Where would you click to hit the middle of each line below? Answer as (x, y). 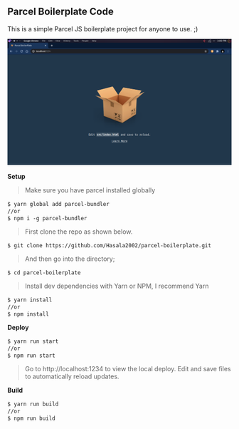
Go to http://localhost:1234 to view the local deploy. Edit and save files (128, 368)
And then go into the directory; (70, 259)
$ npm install (28, 314)
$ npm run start (31, 356)
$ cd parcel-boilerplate (44, 273)
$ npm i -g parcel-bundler (47, 218)
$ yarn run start (33, 341)
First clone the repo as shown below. (79, 232)
